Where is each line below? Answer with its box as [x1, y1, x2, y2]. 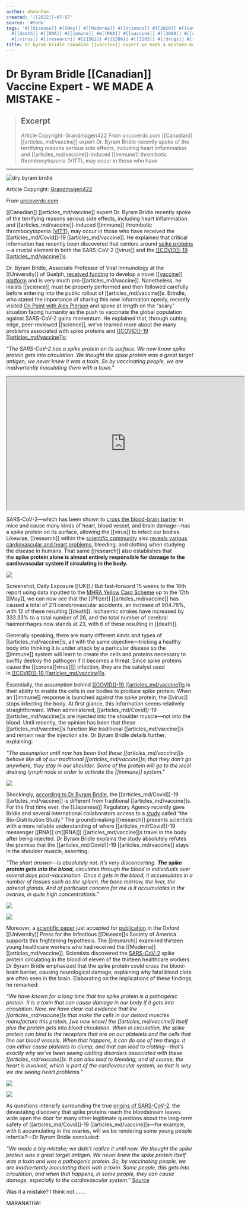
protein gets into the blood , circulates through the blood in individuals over [6, 865, 191, 872]
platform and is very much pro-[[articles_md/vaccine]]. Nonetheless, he [6, 276, 182, 284]
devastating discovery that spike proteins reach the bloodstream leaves [6, 1108, 181, 1115]
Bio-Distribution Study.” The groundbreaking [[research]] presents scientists [6, 816, 193, 823]
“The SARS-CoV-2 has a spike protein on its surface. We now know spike [6, 345, 186, 352]
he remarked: [6, 981, 39, 988]
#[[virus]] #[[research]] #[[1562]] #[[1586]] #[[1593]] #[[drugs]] [11, 36, 185, 42]
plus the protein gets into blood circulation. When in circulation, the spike [6, 1024, 185, 1031]
